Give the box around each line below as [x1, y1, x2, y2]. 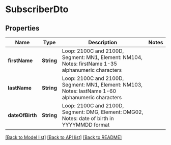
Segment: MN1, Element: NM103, [62, 81, 143, 88]
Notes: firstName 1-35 [62, 60, 118, 67]
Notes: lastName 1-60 [62, 88, 117, 95]
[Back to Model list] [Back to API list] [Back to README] [5, 134, 122, 140]
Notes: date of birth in [62, 115, 114, 122]
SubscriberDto [5, 4, 69, 15]
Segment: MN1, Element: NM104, [62, 54, 143, 61]
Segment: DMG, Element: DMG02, [62, 108, 144, 115]
